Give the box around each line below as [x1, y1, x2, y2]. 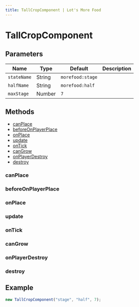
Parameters [5, 50, 43, 59]
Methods [5, 108, 35, 116]
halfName [8, 82, 29, 88]
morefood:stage [61, 74, 98, 80]
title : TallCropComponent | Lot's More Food [5, 7, 101, 13]
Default [70, 65, 89, 72]
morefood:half [61, 82, 95, 88]
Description [102, 65, 131, 72]
